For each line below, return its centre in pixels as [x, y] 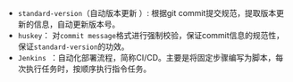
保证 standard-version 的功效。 [73, 46]
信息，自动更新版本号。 [77, 24]
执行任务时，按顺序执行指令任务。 [88, 69]
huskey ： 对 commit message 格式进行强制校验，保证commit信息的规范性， [151, 35]
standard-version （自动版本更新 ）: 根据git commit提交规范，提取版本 [147, 13]
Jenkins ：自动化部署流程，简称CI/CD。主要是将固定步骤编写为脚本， [146, 57]
